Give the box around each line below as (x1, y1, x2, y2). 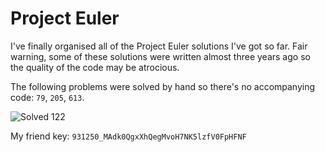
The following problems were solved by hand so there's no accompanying (10, 80, 316, 92)
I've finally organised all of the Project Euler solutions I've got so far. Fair (10, 40, 308, 52)
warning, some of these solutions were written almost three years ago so (10, 50, 311, 62)
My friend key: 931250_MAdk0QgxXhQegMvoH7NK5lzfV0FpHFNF (10, 130, 247, 142)
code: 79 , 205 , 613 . (10, 91, 85, 103)
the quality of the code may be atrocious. (10, 61, 180, 73)
